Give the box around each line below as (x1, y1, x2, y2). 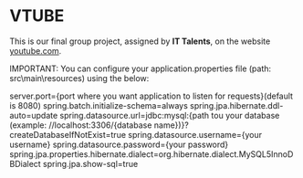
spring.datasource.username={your (127, 129, 263, 140)
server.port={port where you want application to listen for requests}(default (9, 90, 294, 101)
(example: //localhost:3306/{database (9, 120, 152, 131)
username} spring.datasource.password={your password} (9, 139, 229, 150)
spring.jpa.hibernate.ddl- (190, 99, 284, 110)
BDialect (9, 158, 41, 169)
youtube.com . (9, 45, 62, 56)
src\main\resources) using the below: (9, 72, 150, 83)
